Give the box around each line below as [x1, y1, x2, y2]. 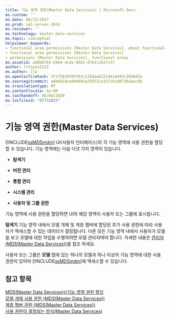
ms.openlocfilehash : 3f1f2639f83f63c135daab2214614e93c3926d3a [5, 74, 143, 79]
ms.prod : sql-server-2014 [5, 21, 60, 27]
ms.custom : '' [5, 12, 36, 17]
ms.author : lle [5, 70, 38, 75]
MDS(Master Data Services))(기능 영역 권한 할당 [5, 289, 104, 295]
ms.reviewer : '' [5, 27, 40, 32]
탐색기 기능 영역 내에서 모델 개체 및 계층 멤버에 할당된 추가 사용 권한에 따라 [5, 222, 153, 228]
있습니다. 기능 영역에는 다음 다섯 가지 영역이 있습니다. [16, 146, 122, 152]
